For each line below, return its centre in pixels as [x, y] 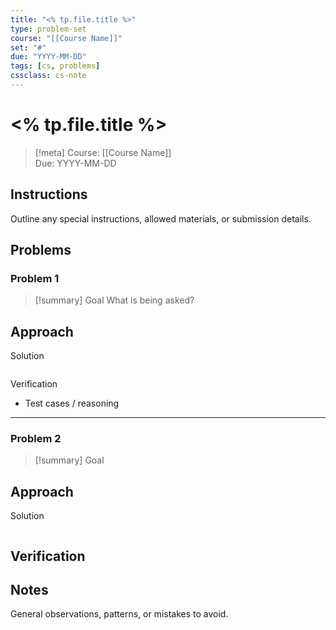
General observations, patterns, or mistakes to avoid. [119, 614]
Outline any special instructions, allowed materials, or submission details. [161, 218]
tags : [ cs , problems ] [55, 66]
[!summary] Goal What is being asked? [114, 300]
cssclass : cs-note [48, 76]
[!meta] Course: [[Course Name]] [103, 152]
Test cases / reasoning [72, 403]
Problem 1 [35, 278]
